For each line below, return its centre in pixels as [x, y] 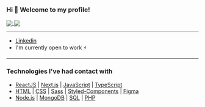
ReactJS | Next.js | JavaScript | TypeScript [69, 85]
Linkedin [26, 41]
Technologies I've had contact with [59, 71]
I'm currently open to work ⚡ [51, 47]
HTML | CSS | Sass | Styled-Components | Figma [77, 91]
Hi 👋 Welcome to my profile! [48, 10]
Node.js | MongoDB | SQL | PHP [55, 97]
